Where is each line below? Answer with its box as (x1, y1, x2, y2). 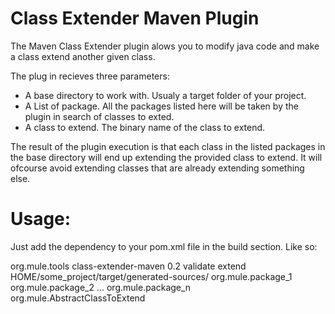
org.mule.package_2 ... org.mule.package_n (10, 281, 192, 293)
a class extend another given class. (10, 50, 156, 62)
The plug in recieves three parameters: (10, 70, 170, 82)
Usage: (10, 208, 72, 231)
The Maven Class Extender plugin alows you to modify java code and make (10, 40, 320, 52)
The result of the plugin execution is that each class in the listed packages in (10, 140, 326, 152)
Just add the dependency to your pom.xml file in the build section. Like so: (10, 240, 318, 252)
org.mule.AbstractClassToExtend (10, 292, 146, 304)
